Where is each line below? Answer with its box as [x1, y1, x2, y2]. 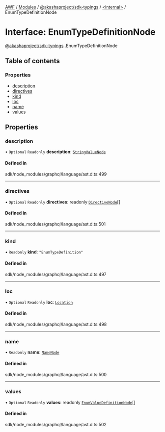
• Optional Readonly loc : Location [5, 299, 73, 305]
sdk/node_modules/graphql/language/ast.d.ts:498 [5, 321, 107, 328]
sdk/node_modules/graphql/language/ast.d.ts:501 [5, 221, 106, 227]
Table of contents [5, 57, 60, 65]
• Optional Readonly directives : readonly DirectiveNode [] [5, 199, 121, 205]
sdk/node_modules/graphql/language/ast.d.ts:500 [5, 371, 107, 377]
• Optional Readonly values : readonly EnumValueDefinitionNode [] [5, 399, 136, 405]
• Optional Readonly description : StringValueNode [5, 149, 106, 155]
